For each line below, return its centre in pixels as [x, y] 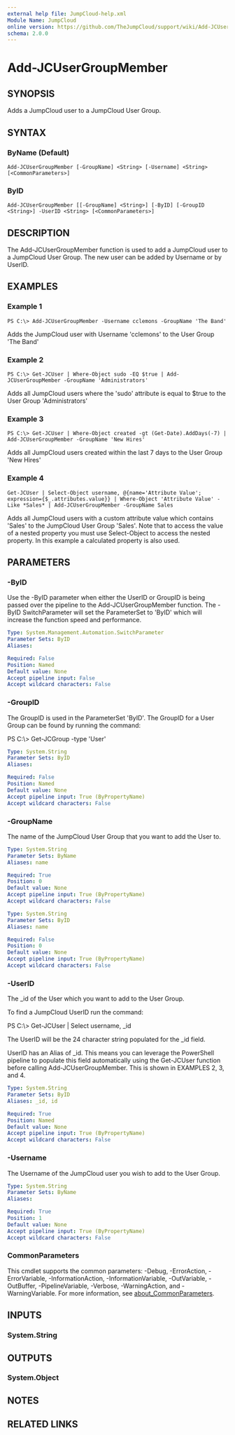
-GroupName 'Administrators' [106, 380]
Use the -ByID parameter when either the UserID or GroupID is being [106, 598]
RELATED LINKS [43, 1424]
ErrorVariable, [27, 1278]
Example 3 [26, 419]
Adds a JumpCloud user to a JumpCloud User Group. [84, 111]
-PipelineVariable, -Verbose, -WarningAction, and [109, 1286]
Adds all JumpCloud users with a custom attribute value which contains [111, 518]
